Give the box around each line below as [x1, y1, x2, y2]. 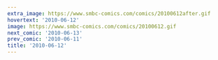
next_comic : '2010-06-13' [7, 29, 82, 37]
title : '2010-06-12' [7, 42, 68, 49]
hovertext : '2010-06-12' [7, 17, 80, 23]
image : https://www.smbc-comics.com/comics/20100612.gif [7, 23, 177, 30]
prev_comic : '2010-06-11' [7, 36, 82, 43]
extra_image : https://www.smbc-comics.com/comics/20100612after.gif [7, 10, 211, 17]
